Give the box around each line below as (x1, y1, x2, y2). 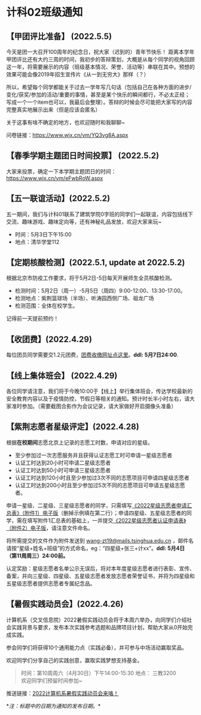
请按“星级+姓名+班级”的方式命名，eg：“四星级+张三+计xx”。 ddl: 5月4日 (6, 544, 185, 552)
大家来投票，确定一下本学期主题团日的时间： (6, 167, 117, 175)
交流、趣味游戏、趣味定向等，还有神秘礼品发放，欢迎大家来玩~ (6, 218, 162, 225)
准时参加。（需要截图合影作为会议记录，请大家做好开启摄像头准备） (11, 402, 176, 410)
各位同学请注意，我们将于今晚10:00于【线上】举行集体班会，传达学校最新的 (6, 387, 193, 395)
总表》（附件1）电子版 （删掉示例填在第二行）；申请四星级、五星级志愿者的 (6, 509, 187, 516)
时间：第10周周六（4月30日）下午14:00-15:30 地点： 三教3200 (20, 669, 176, 677)
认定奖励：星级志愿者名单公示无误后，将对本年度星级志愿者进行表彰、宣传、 (6, 564, 195, 572)
